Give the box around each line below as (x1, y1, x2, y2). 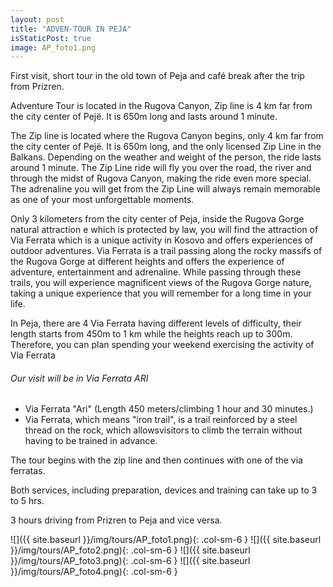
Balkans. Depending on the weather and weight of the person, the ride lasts (10, 151, 322, 163)
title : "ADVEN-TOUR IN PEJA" (10, 24, 132, 34)
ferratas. (10, 465, 46, 477)
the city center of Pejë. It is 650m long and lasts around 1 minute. (10, 111, 278, 123)
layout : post (10, 14, 65, 25)
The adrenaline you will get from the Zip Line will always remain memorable (10, 183, 321, 195)
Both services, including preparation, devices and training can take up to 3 (10, 484, 318, 496)
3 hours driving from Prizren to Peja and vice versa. (10, 514, 223, 526)
